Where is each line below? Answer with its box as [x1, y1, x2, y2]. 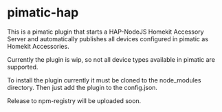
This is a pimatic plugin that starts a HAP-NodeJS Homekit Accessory [7, 27, 204, 36]
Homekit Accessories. [7, 42, 70, 50]
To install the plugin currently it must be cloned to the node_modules [7, 76, 201, 84]
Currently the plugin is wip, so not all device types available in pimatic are [7, 55, 215, 63]
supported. [7, 63, 38, 71]
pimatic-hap [7, 5, 79, 21]
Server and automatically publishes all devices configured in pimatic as [7, 34, 208, 43]
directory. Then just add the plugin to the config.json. [7, 83, 158, 91]
